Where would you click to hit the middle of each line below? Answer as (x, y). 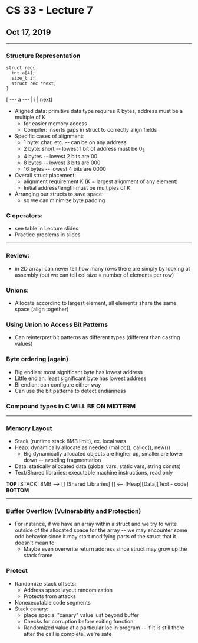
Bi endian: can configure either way (58, 384)
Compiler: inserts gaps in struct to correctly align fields (90, 130)
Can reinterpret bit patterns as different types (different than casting (97, 337)
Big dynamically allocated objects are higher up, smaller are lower (103, 454)
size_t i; (23, 78)
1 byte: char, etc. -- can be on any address (75, 142)
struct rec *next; (34, 83)
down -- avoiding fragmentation (62, 460)
